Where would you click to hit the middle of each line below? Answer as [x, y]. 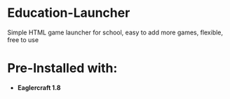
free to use [23, 39]
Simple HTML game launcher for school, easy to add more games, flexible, [115, 32]
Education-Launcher [69, 13]
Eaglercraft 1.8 [39, 87]
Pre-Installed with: [62, 68]
